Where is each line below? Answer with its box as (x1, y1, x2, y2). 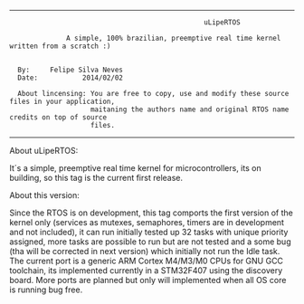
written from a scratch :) (9, 42, 111, 51)
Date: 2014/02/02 (17, 73, 124, 82)
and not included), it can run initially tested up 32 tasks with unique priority (9, 227, 289, 237)
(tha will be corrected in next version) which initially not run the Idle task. (9, 246, 280, 256)
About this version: (9, 190, 80, 200)
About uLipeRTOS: (9, 146, 79, 156)
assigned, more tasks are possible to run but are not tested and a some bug (9, 236, 291, 247)
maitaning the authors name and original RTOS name (90, 105, 290, 114)
